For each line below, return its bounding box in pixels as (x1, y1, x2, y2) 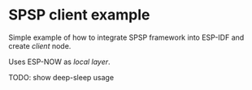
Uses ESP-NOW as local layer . (8, 57, 111, 66)
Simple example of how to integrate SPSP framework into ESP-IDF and (8, 32, 245, 42)
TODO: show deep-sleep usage (8, 72, 115, 82)
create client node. (8, 41, 72, 50)
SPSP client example (8, 6, 150, 24)
